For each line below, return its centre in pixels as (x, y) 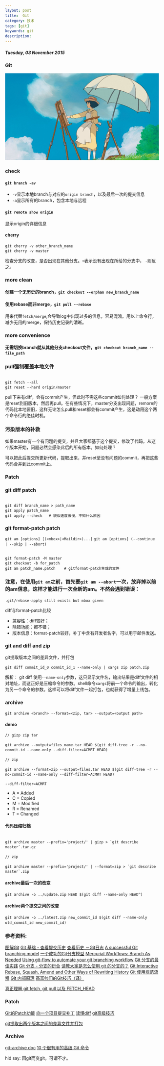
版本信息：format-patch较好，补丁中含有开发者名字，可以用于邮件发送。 (85, 633)
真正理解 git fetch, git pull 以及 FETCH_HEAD (50, 989)
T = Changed (25, 814)
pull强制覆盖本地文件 (30, 367)
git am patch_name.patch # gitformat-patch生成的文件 (62, 569)
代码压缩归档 (18, 826)
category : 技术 (20, 21)
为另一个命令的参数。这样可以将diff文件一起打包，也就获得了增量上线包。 (79, 689)
